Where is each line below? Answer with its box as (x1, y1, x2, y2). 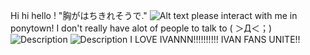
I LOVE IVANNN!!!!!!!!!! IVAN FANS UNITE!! (129, 34, 301, 45)
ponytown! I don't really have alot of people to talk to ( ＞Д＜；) (10, 22, 273, 34)
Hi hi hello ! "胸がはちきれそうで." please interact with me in (10, 10, 298, 21)
